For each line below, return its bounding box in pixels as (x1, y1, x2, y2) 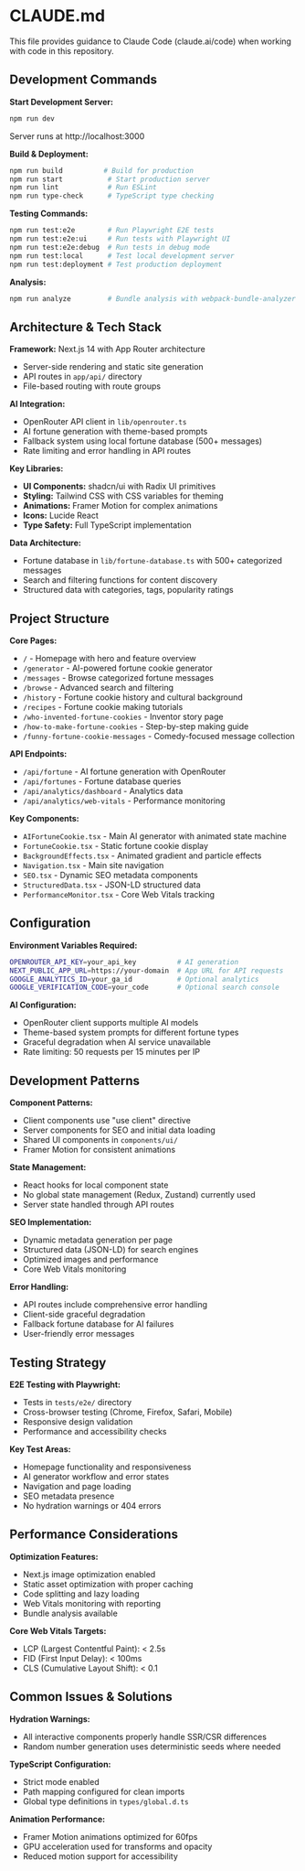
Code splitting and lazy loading (22, 1588, 140, 1599)
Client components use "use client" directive (22, 1115, 192, 1126)
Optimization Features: (9, 1551, 99, 1562)
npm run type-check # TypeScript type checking (9, 191, 215, 201)
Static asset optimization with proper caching (22, 1578, 194, 1589)
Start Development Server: (9, 96, 114, 107)
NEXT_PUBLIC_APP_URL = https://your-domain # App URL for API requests (9, 966, 284, 975)
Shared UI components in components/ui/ (22, 1134, 178, 1145)
